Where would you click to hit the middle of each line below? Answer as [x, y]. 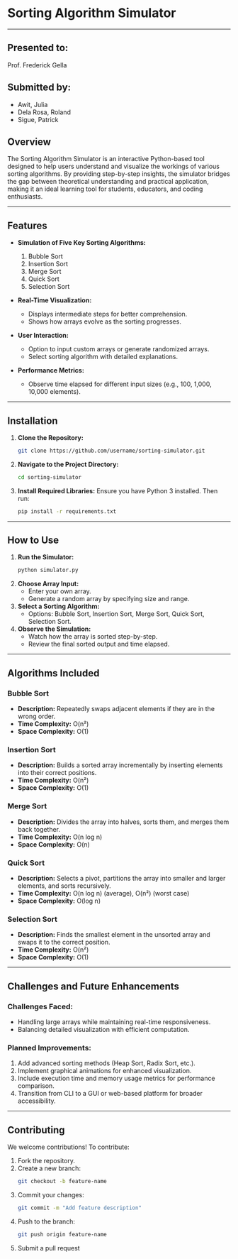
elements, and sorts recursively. [64, 886]
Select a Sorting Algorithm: [58, 606]
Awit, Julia [33, 104]
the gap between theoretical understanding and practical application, [108, 182]
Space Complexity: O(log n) [59, 901]
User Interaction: [43, 336]
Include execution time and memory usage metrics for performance [116, 1078]
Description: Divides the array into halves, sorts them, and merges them [123, 822]
